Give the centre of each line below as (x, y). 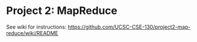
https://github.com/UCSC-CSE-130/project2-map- (129, 27)
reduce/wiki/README (32, 33)
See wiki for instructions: (36, 27)
